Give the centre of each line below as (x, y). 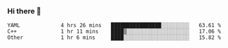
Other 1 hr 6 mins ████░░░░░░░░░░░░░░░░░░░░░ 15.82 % (114, 38)
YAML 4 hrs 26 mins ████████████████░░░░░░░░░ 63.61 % (114, 26)
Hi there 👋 (25, 11)
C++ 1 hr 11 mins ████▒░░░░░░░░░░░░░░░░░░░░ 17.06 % (114, 32)
